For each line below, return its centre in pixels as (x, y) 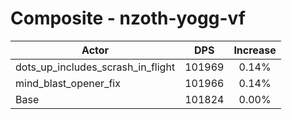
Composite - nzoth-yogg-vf (128, 18)
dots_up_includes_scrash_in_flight (95, 67)
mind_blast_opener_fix (68, 83)
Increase (255, 50)
